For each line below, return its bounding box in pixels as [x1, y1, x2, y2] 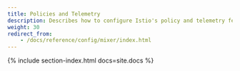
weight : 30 [7, 23, 40, 31]
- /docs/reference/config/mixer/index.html [20, 37, 152, 44]
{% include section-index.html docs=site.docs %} [7, 56, 154, 65]
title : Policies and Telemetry [7, 10, 101, 18]
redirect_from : [7, 30, 53, 38]
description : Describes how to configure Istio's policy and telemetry [7, 17, 225, 24]
